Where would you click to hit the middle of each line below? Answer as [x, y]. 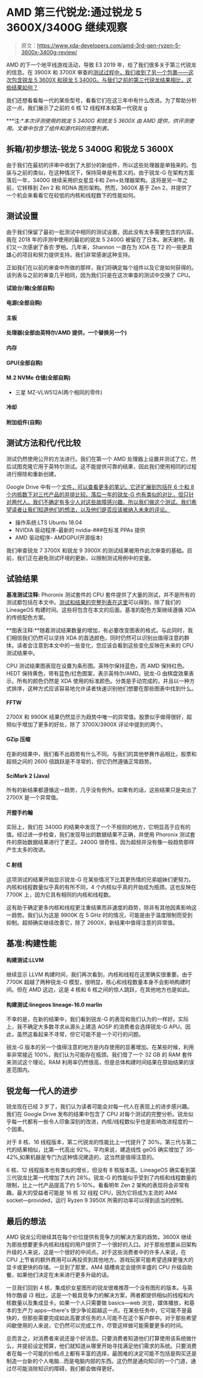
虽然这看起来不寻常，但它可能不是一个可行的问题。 [80, 1034]
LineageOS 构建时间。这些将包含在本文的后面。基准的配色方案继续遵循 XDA [101, 609]
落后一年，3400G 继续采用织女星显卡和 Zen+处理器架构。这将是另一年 [95, 180]
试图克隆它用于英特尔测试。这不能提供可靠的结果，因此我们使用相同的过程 [104, 466]
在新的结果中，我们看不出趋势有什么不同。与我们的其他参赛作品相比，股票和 [101, 753]
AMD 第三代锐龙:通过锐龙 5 [74, 12]
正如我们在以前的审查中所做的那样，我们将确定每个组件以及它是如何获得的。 [101, 267]
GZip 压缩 [18, 740]
